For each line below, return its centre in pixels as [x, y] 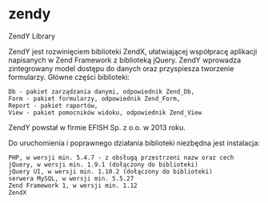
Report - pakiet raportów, [53, 105]
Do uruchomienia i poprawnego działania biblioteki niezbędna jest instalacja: [134, 143]
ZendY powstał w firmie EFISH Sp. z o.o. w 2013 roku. [97, 127]
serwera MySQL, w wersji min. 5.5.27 [71, 178]
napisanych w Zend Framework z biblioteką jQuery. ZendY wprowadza [125, 60]
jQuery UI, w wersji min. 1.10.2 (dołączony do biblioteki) [111, 171]
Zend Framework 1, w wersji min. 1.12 [73, 185]
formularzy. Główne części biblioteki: [69, 77]
